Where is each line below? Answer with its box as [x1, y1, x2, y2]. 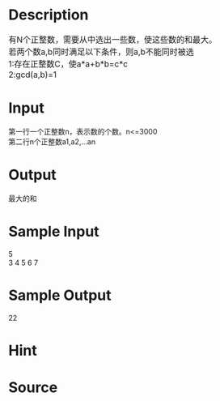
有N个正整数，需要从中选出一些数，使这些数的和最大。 [8, 34, 218, 45]
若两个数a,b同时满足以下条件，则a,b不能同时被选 [8, 46, 194, 58]
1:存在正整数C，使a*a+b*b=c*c [8, 58, 128, 70]
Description [8, 6, 89, 24]
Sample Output [8, 286, 112, 305]
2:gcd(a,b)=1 [8, 69, 57, 80]
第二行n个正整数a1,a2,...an [8, 136, 95, 147]
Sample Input [8, 223, 99, 241]
